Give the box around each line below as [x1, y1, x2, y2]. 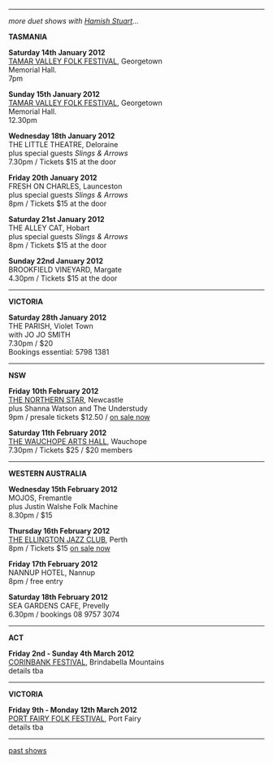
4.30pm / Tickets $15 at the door [8, 273, 118, 283]
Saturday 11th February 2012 [8, 428, 107, 438]
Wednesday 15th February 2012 [8, 485, 118, 494]
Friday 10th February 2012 [8, 386, 99, 395]
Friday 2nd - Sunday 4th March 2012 [8, 648, 135, 658]
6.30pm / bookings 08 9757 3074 [8, 609, 120, 619]
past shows [8, 746, 47, 755]
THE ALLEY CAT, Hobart [8, 223, 90, 233]
